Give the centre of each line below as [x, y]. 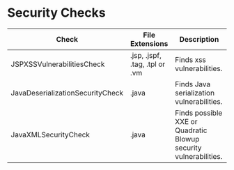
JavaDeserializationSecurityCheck [67, 93]
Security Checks [56, 13]
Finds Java [193, 84]
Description [199, 39]
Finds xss [191, 59]
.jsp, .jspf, [146, 55]
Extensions [149, 43]
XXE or [186, 121]
